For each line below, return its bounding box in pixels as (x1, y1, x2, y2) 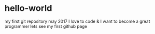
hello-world (4, 3, 53, 14)
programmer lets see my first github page (4, 23, 87, 29)
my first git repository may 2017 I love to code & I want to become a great (4, 18, 150, 24)
